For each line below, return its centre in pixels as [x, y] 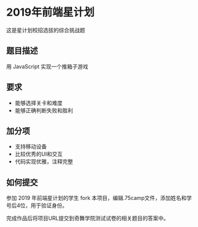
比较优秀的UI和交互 [39, 154]
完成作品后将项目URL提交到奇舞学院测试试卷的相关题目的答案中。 [88, 218]
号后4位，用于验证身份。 [37, 205]
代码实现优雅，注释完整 [44, 162]
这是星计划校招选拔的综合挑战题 [46, 30]
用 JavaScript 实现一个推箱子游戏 [47, 66]
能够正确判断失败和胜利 [44, 110]
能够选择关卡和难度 [39, 103]
